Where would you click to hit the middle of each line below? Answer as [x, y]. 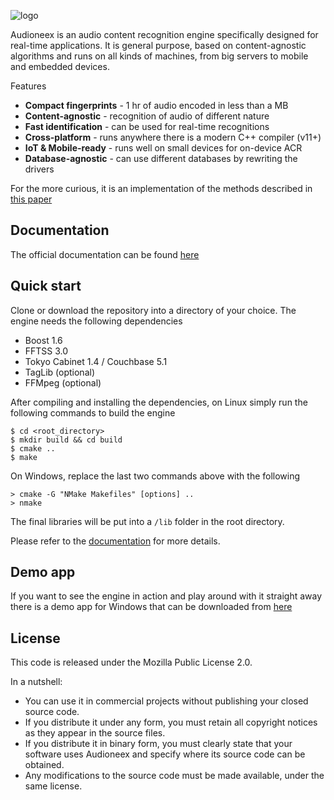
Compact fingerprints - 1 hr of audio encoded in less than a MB [156, 105]
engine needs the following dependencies [96, 321]
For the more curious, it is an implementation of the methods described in [161, 188]
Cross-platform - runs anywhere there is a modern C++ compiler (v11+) [173, 137]
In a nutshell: [36, 682]
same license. [53, 786]
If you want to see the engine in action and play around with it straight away [166, 596]
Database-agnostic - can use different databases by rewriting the [161, 158]
